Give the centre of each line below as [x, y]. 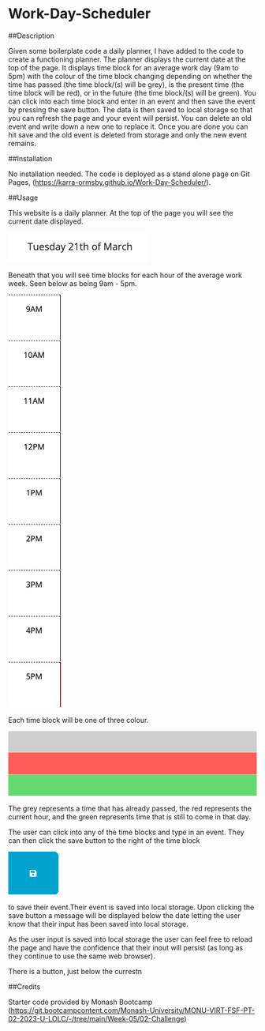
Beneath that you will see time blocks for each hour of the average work [125, 275]
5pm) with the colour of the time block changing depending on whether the [130, 76]
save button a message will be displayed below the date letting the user [124, 915]
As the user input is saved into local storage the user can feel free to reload [131, 939]
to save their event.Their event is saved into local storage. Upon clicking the [131, 907]
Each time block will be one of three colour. [78, 720]
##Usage [23, 198]
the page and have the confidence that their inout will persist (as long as [125, 947]
